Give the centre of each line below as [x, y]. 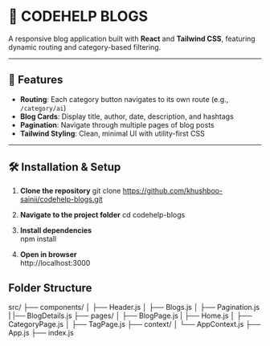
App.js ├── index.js [41, 333]
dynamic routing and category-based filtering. [85, 47]
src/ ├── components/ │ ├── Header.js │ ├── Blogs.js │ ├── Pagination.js [134, 307]
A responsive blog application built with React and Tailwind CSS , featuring [132, 39]
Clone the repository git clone [70, 190]
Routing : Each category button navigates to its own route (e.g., [124, 99]
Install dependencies [56, 230]
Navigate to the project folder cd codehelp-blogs [102, 214]
